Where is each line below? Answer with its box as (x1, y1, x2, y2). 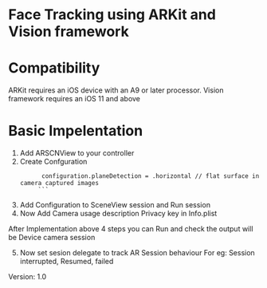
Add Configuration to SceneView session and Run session (19, 200, 211, 210)
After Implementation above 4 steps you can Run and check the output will (8, 224, 253, 234)
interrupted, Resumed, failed (19, 257, 114, 266)
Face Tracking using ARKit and (8, 6, 217, 24)
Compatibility (8, 59, 100, 77)
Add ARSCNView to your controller (19, 148, 135, 158)
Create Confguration (19, 157, 88, 167)
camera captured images (19, 180, 100, 187)
